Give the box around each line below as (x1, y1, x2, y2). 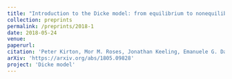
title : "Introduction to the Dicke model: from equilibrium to (7, 10, 193, 17)
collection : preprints (7, 16, 72, 23)
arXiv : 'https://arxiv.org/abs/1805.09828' (7, 55, 135, 62)
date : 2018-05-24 (7, 29, 57, 36)
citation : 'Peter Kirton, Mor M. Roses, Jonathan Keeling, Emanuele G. (7, 49, 217, 56)
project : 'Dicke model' (7, 61, 76, 68)
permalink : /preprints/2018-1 (7, 23, 95, 30)
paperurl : (7, 42, 36, 49)
